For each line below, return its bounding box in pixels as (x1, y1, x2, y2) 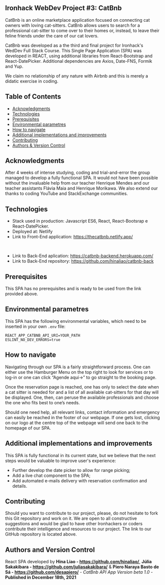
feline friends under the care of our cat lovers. (5, 33, 99, 39)
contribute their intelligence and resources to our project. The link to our (5, 526, 152, 532)
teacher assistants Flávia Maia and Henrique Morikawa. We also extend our (5, 185, 158, 192)
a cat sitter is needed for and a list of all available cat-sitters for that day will (5, 389, 159, 395)
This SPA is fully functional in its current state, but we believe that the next (5, 452, 156, 458)
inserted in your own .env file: (5, 323, 66, 329)
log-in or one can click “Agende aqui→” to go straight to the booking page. (5, 374, 157, 380)
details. (12, 483, 28, 489)
